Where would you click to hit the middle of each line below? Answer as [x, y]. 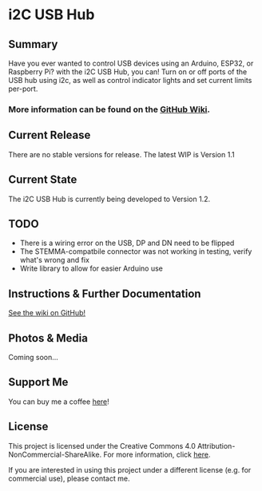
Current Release [50, 135]
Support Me [38, 382]
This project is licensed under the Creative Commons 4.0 [102, 445]
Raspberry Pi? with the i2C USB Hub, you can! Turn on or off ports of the [128, 72]
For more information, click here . [157, 454]
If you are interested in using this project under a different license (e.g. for [130, 469]
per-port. [23, 89]
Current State [43, 180]
